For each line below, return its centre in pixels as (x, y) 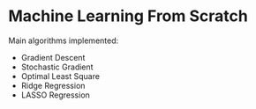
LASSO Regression (55, 95)
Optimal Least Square (60, 76)
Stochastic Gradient (57, 67)
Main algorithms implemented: (64, 40)
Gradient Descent (53, 57)
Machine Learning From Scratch (128, 16)
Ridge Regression (53, 85)
